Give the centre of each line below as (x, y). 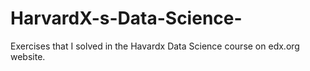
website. (28, 56)
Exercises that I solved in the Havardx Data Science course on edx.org (155, 46)
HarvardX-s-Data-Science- (126, 18)
